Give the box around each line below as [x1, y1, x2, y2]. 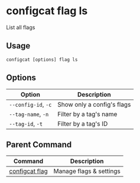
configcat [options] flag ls [6, 56, 78, 63]
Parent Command [6, 139, 72, 149]
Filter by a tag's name [57, 110, 118, 118]
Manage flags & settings [53, 167, 121, 175]
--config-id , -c [9, 100, 52, 108]
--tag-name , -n [9, 110, 49, 118]
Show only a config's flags [57, 100, 131, 108]
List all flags [6, 24, 35, 31]
